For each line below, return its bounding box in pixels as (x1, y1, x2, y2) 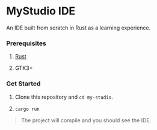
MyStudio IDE (6, 4, 76, 18)
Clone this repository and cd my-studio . (14, 93, 113, 101)
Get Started (6, 79, 41, 88)
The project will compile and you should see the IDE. (20, 116, 152, 124)
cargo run (14, 106, 40, 112)
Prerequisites (6, 39, 46, 48)
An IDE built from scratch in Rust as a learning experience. (6, 24, 151, 31)
